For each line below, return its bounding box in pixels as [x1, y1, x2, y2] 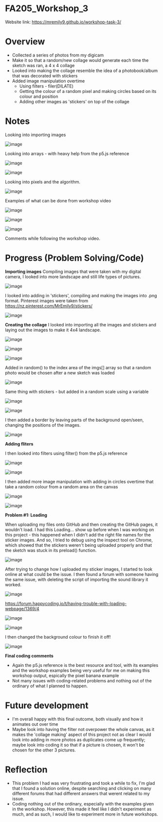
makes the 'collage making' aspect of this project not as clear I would [12, 732, 151, 737]
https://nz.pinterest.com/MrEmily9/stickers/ [5, 303, 93, 309]
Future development [5, 700, 89, 711]
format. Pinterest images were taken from [5, 298, 89, 304]
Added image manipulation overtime [12, 78, 85, 84]
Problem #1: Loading [5, 512, 48, 518]
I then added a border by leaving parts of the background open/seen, [5, 417, 144, 423]
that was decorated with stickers [12, 72, 78, 78]
